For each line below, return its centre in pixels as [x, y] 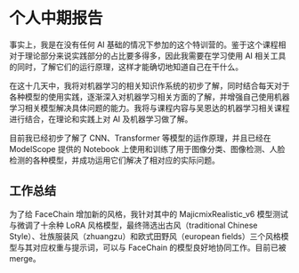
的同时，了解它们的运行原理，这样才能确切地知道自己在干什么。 [126, 67]
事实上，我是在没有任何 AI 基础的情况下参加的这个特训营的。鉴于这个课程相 [148, 44]
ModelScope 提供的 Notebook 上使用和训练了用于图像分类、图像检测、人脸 [147, 149]
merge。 [25, 258]
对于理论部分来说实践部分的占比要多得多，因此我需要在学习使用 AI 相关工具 [148, 55]
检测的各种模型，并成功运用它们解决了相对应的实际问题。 [114, 160]
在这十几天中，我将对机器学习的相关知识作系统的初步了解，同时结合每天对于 [149, 85]
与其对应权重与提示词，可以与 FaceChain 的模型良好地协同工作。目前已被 [151, 247]
